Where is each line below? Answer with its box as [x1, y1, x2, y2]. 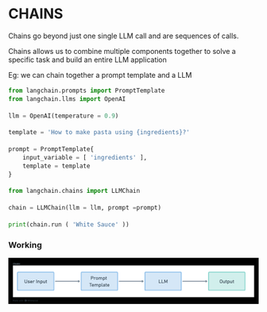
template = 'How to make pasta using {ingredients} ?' [8, 129, 191, 137]
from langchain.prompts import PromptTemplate [8, 87, 165, 94]
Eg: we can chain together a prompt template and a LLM [8, 70, 192, 79]
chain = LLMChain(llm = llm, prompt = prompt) [8, 204, 161, 212]
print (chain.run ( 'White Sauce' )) [8, 220, 130, 229]
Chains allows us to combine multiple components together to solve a [8, 46, 236, 56]
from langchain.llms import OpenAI [8, 94, 126, 103]
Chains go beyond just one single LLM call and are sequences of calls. [8, 31, 239, 40]
